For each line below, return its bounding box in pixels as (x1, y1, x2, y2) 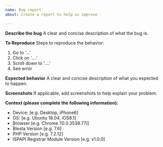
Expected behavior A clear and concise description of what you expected (5, 75, 158, 81)
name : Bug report (5, 7, 42, 12)
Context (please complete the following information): (5, 99, 119, 105)
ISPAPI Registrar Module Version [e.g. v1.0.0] (12, 136, 105, 142)
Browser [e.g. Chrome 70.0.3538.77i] (12, 120, 89, 126)
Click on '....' (12, 54, 38, 60)
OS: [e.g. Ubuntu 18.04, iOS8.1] (12, 114, 76, 120)
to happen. (5, 80, 28, 86)
